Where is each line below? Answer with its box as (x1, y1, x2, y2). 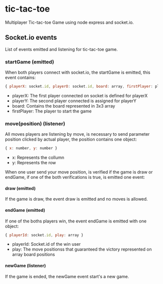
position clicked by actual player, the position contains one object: (5, 137, 137, 142)
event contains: (5, 75, 36, 80)
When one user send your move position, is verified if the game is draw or (5, 169, 153, 175)
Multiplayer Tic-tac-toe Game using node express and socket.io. (5, 19, 134, 25)
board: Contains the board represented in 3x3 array (12, 103, 115, 109)
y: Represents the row (12, 160, 56, 166)
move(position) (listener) (5, 120, 65, 127)
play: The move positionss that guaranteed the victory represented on (12, 246, 152, 252)
